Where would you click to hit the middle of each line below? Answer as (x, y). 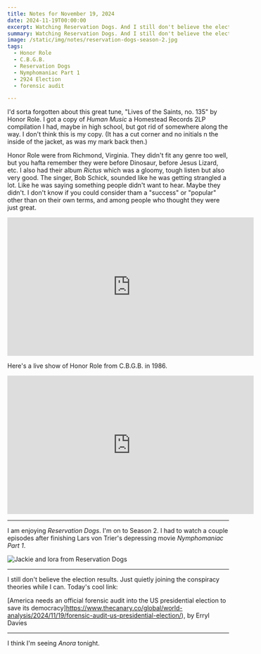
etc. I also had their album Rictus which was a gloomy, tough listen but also (116, 170)
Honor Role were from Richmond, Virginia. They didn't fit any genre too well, (118, 155)
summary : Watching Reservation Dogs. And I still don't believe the (110, 33)
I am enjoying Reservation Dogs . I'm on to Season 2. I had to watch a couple (118, 531)
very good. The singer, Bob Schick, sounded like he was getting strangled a (117, 178)
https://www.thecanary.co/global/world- (124, 608)
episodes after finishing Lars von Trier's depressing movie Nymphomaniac (115, 538)
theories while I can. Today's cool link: (63, 587)
